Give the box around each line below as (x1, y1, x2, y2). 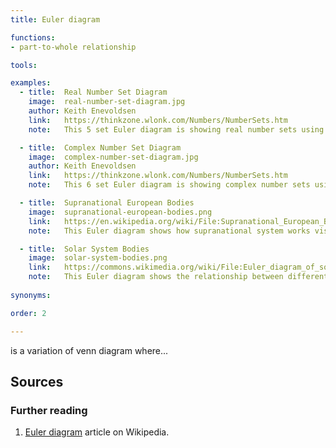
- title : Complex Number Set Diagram (19, 142, 182, 153)
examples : (10, 78, 52, 88)
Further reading (10, 403, 88, 417)
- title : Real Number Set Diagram (19, 87, 168, 98)
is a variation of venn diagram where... (10, 344, 169, 356)
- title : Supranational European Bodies (19, 198, 195, 208)
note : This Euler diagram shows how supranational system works (28, 226, 311, 236)
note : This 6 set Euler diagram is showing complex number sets (28, 180, 311, 190)
